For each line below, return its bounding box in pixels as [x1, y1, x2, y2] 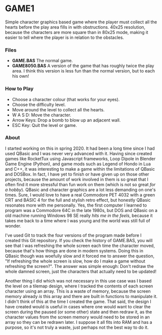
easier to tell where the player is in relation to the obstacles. [5, 35, 124, 40]
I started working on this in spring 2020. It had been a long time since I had [5, 145, 155, 151]
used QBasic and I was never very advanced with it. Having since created [5, 150, 152, 156]
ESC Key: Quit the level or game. [12, 122, 77, 128]
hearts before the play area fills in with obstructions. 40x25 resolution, [5, 24, 146, 30]
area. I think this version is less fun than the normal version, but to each [12, 68, 155, 74]
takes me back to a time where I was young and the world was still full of [5, 217, 150, 224]
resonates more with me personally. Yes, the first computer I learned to [5, 202, 147, 208]
